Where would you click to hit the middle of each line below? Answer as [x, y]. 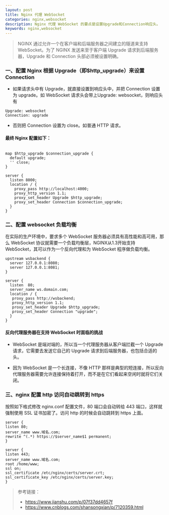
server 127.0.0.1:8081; [35, 267]
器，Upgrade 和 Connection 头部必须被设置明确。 [69, 57]
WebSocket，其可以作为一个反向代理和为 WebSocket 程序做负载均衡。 [79, 249]
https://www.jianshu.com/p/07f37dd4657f [69, 502]
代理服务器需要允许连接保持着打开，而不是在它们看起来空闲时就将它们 [86, 374]
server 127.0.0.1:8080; [35, 263]
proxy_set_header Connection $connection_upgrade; [69, 202]
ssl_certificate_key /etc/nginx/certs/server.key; [60, 478]
